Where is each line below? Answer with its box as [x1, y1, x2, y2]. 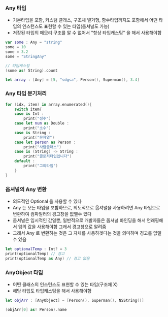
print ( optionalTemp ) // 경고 [5, 251, 65, 256]
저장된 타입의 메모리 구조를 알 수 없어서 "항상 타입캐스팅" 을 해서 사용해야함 [12, 29, 162, 36]
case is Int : [14, 111, 44, 116]
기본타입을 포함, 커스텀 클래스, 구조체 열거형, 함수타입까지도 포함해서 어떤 [12, 17, 158, 23]
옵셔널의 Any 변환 [5, 185, 47, 193]
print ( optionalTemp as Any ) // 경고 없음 [5, 256, 90, 261]
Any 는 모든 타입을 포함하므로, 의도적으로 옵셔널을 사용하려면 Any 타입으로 [12, 205, 160, 211]
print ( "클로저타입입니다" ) [23, 154, 72, 159]
